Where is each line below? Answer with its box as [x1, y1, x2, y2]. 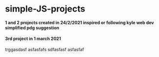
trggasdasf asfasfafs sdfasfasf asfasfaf [5, 46, 84, 52]
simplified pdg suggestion [5, 25, 60, 30]
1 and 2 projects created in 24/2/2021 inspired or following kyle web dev [5, 19, 154, 25]
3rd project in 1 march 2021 [5, 36, 61, 42]
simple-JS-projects [5, 3, 85, 14]
